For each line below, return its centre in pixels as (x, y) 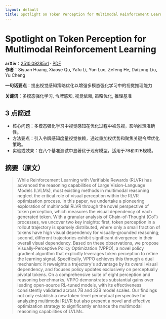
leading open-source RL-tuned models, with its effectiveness (79, 285)
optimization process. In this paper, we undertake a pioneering (81, 201)
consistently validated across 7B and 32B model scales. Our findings (87, 290)
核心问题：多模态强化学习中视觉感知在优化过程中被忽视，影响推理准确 (84, 126)
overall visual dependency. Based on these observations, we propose (88, 243)
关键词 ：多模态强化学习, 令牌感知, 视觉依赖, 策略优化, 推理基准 (68, 96)
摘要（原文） (25, 168)
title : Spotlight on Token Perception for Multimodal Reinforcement (77, 14)
